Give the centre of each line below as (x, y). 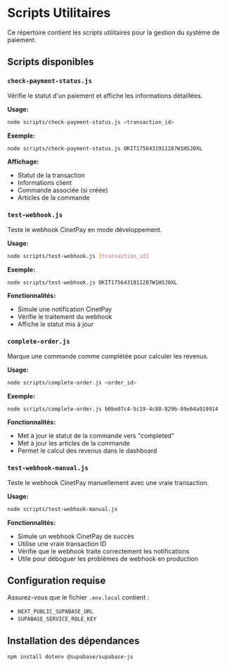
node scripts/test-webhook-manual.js (63, 509)
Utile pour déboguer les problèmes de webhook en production (108, 558)
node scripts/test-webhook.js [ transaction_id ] (78, 256)
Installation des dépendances (73, 641)
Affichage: (23, 162)
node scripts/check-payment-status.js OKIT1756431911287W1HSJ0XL (105, 148)
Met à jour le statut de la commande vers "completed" (96, 436)
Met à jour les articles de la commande (73, 443)
